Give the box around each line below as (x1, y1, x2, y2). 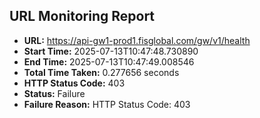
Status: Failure (23, 87, 86, 99)
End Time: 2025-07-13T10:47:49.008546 (23, 55, 195, 68)
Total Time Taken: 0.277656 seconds (23, 66, 180, 78)
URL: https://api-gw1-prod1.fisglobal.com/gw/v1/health (23, 34, 251, 46)
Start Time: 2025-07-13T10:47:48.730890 (23, 45, 199, 57)
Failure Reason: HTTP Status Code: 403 (23, 98, 191, 110)
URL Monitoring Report (9, 8, 156, 25)
